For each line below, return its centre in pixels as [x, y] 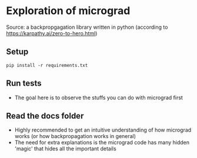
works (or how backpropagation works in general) [75, 136]
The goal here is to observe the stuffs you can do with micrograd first [99, 98]
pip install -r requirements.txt [47, 65]
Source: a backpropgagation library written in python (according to [87, 27]
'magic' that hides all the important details [65, 149]
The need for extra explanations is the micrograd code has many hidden [102, 143]
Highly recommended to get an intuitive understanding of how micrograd [103, 130]
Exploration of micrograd [68, 11]
